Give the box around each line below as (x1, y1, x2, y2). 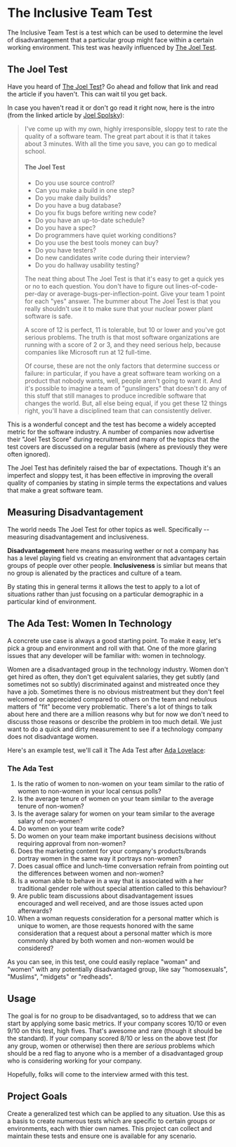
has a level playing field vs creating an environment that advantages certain (7, 554, 226, 562)
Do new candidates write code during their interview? (34, 253, 190, 262)
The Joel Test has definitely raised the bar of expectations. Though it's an (7, 463, 221, 472)
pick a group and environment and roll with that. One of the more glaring (7, 644, 216, 652)
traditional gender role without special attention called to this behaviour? (17, 884, 227, 892)
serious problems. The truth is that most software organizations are (24, 333, 220, 341)
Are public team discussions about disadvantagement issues (17, 892, 194, 900)
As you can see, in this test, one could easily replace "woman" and (7, 957, 201, 965)
